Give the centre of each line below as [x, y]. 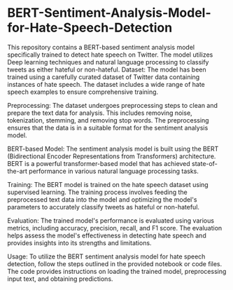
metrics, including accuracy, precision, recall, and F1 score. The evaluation [115, 228]
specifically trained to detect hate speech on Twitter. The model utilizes [110, 55]
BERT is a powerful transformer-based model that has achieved [99, 163]
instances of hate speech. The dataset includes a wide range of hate [106, 84]
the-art [17, 171]
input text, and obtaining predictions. [60, 279]
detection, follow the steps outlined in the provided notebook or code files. [115, 263]
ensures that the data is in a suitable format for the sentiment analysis [108, 127]
